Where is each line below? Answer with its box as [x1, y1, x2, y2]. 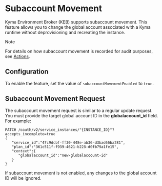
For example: [5, 118, 32, 124]
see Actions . [5, 53, 30, 59]
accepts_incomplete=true [5, 131, 56, 136]
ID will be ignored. [5, 175, 41, 181]
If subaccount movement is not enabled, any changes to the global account [5, 170, 157, 176]
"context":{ [11, 149, 36, 153]
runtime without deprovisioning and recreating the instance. [5, 29, 125, 35]
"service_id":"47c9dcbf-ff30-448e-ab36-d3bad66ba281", [11, 140, 125, 145]
